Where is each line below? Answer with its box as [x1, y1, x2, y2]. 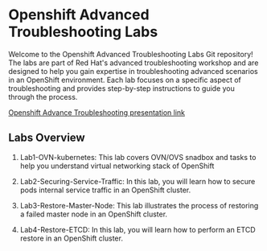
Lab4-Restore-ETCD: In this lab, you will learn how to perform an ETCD [19, 224, 256, 234]
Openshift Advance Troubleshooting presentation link [8, 107, 186, 117]
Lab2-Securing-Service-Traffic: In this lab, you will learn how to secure [19, 176, 256, 186]
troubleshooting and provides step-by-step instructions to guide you [8, 83, 236, 93]
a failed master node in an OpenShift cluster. [19, 209, 167, 219]
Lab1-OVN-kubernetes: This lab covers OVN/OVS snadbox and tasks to [19, 152, 257, 162]
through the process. [8, 92, 78, 101]
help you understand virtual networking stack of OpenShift [19, 161, 215, 171]
